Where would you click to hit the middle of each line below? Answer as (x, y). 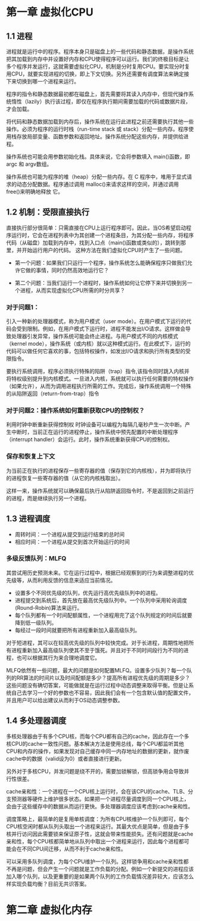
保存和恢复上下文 (31, 457)
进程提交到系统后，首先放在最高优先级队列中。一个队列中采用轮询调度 (101, 600)
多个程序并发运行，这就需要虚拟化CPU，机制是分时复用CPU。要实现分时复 (98, 66)
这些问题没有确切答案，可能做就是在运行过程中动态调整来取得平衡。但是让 (97, 685)
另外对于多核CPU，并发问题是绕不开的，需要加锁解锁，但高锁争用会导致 (95, 771)
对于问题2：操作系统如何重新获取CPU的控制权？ (76, 411)
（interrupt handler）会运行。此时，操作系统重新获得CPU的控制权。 (90, 439)
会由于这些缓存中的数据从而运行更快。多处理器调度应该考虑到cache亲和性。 (100, 806)
